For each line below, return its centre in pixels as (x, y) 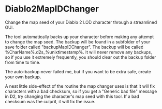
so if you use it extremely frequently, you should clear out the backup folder (81, 57)
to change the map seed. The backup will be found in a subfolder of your (78, 41)
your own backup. (23, 77)
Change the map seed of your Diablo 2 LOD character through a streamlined (81, 22)
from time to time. (23, 62)
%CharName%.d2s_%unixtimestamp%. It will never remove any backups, (79, 52)
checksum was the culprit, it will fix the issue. (50, 101)
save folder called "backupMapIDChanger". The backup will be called (74, 47)
